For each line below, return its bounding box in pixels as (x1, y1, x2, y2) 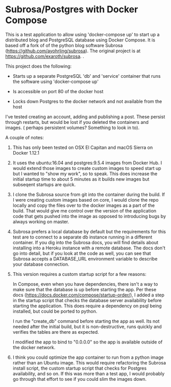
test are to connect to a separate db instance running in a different (12, 234, 153, 240)
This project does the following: (5, 63, 72, 69)
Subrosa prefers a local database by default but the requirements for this (12, 228, 166, 234)
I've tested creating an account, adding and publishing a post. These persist (5, 114, 165, 120)
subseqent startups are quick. (12, 181, 76, 187)
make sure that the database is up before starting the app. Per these (12, 286, 157, 292)
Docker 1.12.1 (12, 149, 40, 156)
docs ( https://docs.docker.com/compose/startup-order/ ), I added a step (12, 292, 165, 298)
